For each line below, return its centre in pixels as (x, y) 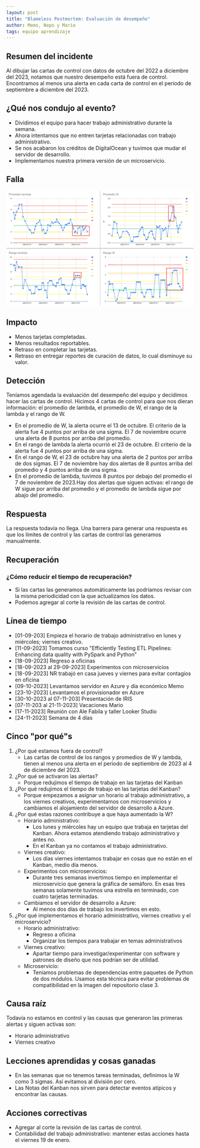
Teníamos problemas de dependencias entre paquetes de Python (113, 972)
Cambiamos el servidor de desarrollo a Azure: (80, 903)
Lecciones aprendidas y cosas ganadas (81, 1061)
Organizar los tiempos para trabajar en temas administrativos (107, 941)
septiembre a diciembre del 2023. (48, 90)
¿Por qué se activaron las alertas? (56, 776)
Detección (26, 380)
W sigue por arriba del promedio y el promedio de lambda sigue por (98, 489)
